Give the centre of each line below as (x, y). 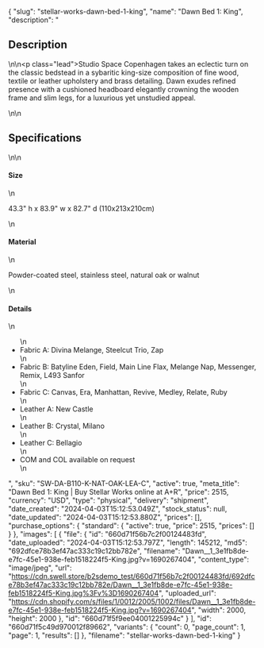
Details (20, 308)
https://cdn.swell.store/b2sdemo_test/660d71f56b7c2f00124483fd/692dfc (133, 577)
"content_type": (224, 560)
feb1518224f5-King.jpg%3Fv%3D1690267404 (84, 593)
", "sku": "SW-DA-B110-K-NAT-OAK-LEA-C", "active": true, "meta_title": (124, 484)
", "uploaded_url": (187, 593)
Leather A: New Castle (56, 409)
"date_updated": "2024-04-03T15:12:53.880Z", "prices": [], (105, 517)
